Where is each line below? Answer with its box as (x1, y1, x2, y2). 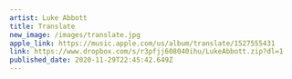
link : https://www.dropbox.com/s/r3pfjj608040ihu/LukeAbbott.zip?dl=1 (9, 47, 284, 56)
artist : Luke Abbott (9, 13, 89, 23)
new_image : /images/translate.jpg (9, 30, 141, 39)
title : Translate (9, 22, 76, 31)
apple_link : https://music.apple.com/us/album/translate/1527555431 (9, 38, 276, 48)
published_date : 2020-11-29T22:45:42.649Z (9, 55, 173, 64)
